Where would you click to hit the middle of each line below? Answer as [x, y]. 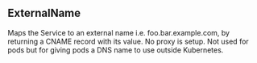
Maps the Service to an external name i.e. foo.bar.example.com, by [119, 32]
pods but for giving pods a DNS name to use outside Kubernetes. [116, 50]
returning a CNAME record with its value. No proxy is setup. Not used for [128, 41]
